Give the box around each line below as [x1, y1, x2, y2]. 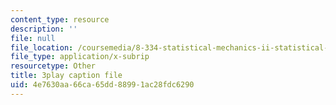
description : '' [10, 24, 78, 34]
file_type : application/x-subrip [10, 52, 150, 62]
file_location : [10, 42, 74, 53]
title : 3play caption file [10, 71, 123, 81]
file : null [10, 33, 56, 43]
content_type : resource [10, 14, 110, 25]
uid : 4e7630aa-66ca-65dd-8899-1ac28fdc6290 [10, 80, 195, 90]
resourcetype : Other [10, 61, 97, 71]
